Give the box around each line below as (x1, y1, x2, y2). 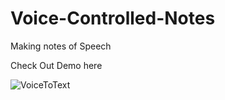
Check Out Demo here (10, 59, 103, 71)
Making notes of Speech (10, 40, 112, 52)
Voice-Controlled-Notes (10, 7, 216, 30)
